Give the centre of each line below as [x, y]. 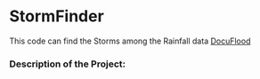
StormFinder [57, 16]
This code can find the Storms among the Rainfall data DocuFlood [130, 41]
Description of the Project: [68, 64]
